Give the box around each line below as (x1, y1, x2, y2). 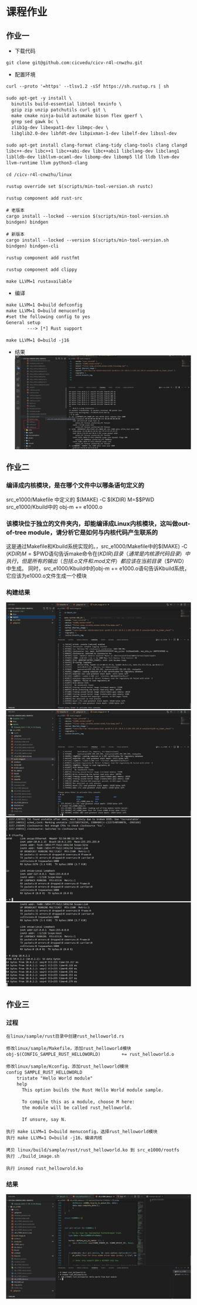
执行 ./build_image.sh (6, 1154, 60, 1160)
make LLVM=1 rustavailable (6, 279, 72, 284)
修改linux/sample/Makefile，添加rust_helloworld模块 (6, 1046, 131, 1052)
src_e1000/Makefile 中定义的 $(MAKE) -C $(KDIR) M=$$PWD (6, 496, 154, 503)
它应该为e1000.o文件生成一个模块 (6, 572, 87, 579)
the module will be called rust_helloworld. (21, 1105, 133, 1111)
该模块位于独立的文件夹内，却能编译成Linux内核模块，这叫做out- (6, 519, 191, 528)
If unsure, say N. (21, 1117, 67, 1122)
